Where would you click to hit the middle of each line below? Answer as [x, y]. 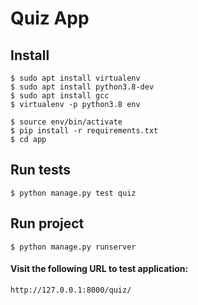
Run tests [40, 170]
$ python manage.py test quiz [73, 193]
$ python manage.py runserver [73, 247]
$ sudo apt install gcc [60, 96]
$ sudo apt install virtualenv [75, 78]
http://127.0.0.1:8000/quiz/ [71, 290]
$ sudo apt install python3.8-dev [82, 87]
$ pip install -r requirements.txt [84, 131]
